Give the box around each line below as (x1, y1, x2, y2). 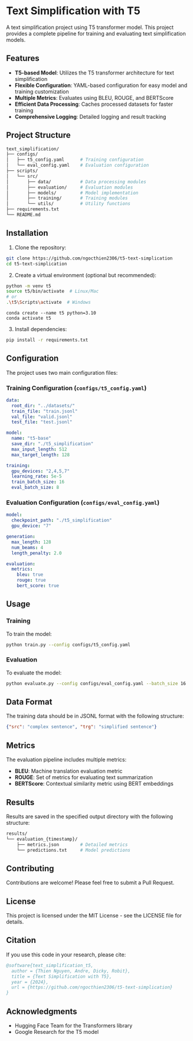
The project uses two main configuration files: (6, 369, 118, 376)
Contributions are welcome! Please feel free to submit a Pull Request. (6, 879, 175, 886)
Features (6, 53, 40, 63)
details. (6, 918, 24, 926)
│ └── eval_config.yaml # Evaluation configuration (6, 163, 149, 168)
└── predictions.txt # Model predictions (17, 847, 131, 853)
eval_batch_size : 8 (11, 485, 60, 491)
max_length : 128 (11, 539, 51, 545)
